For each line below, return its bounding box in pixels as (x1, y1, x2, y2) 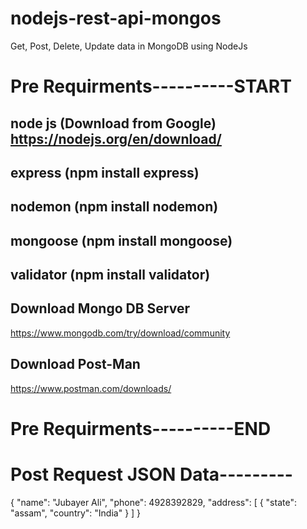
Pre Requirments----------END (10, 417, 272, 440)
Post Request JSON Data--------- (10, 463, 293, 486)
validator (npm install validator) (10, 267, 211, 284)
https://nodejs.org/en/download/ (10, 130, 222, 147)
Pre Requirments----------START (10, 75, 292, 98)
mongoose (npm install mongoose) (10, 232, 233, 249)
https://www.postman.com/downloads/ (10, 382, 172, 394)
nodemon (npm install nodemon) (10, 198, 219, 216)
